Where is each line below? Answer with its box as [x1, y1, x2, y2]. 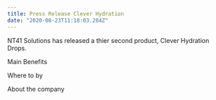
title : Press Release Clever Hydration [7, 10, 125, 18]
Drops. [7, 44, 27, 52]
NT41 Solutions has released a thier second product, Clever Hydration [7, 36, 210, 44]
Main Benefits [7, 57, 48, 65]
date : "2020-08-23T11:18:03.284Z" [7, 17, 109, 24]
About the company [7, 85, 65, 93]
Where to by [7, 71, 44, 80]
